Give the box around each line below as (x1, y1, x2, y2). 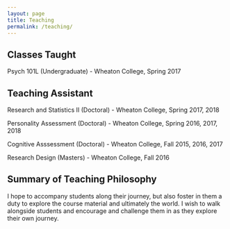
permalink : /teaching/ (7, 23, 73, 30)
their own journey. (7, 214, 59, 222)
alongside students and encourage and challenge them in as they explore (7, 206, 217, 215)
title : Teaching (7, 17, 54, 24)
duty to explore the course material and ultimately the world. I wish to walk (7, 199, 221, 207)
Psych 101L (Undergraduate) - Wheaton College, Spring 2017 (7, 67, 181, 76)
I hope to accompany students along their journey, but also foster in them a (7, 192, 222, 200)
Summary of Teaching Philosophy (7, 173, 157, 185)
